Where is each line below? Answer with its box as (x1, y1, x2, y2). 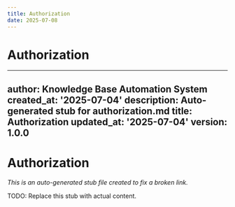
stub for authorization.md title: (55, 105, 192, 117)
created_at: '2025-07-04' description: (7, 94, 179, 106)
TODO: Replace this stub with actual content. (7, 192, 137, 200)
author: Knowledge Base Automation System (7, 83, 208, 95)
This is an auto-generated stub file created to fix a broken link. (7, 178, 188, 186)
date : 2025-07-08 (7, 17, 58, 24)
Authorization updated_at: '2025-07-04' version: (7, 116, 228, 128)
